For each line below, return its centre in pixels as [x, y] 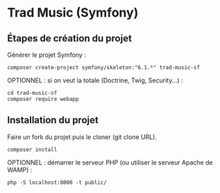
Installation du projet [53, 120]
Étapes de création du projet [69, 38]
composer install [32, 149]
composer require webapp [43, 99]
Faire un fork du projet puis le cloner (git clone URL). [82, 137]
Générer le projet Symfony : [47, 55]
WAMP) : [20, 169]
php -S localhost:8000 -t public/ [57, 182]
